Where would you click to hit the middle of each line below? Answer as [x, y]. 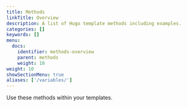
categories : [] [26, 29]
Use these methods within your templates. [60, 98]
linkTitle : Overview [33, 18]
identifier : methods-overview [56, 52]
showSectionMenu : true [35, 75]
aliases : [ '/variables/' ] [39, 80]
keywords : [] [23, 35]
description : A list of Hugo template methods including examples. [94, 23]
